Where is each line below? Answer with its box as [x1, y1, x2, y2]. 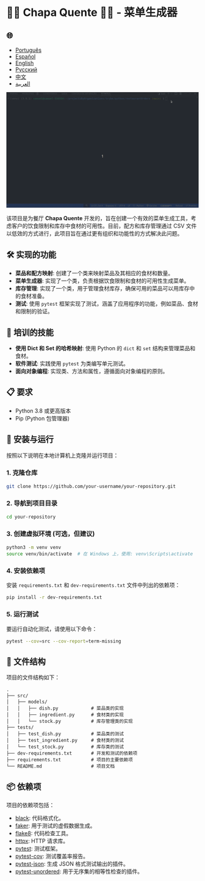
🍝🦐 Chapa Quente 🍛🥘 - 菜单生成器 [6, 5, 178, 20]
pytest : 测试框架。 [15, 845, 61, 852]
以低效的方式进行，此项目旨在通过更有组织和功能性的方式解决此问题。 [6, 230, 183, 237]
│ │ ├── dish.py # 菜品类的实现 [6, 705, 124, 711]
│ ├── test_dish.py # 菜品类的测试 [6, 731, 124, 737]
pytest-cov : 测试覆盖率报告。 [15, 852, 88, 860]
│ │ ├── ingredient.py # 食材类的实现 [6, 712, 124, 718]
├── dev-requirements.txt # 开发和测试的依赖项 [6, 750, 138, 757]
